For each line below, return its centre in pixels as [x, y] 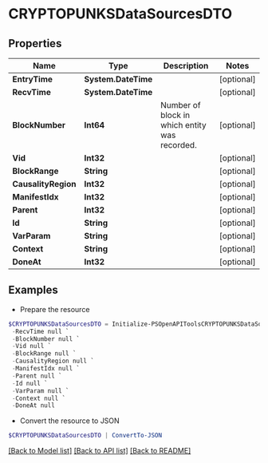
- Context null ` [39, 398]
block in [175, 115]
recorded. [179, 145]
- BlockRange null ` [44, 354]
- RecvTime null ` [40, 331]
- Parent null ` [37, 376]
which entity [183, 125]
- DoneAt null [33, 406]
